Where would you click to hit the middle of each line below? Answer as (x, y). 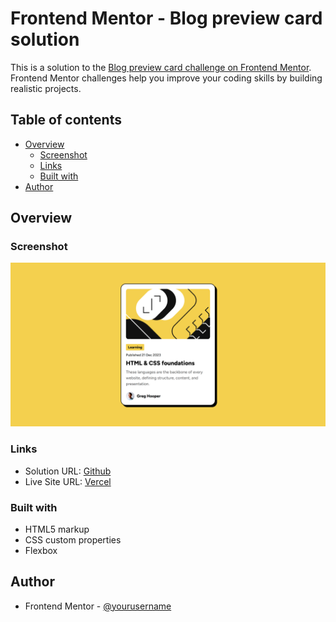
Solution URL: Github (68, 471)
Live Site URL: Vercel (68, 481)
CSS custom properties (73, 539)
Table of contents (66, 120)
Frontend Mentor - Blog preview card (166, 18)
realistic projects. (46, 88)
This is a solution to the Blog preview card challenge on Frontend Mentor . (161, 67)
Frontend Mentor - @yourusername (98, 606)
